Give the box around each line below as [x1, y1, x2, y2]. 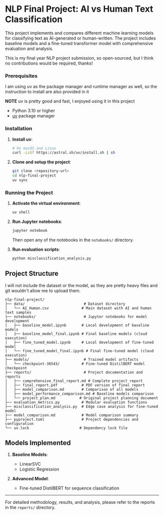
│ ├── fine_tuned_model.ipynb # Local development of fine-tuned [5, 340, 154, 345]
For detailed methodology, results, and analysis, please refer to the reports [5, 499, 155, 505]
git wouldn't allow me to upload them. [5, 288, 81, 293]
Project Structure [5, 269, 59, 278]
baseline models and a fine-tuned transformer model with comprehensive [5, 40, 153, 46]
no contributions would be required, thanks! [5, 60, 93, 66]
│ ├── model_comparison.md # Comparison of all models [5, 387, 139, 392]
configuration [5, 421, 34, 426]
